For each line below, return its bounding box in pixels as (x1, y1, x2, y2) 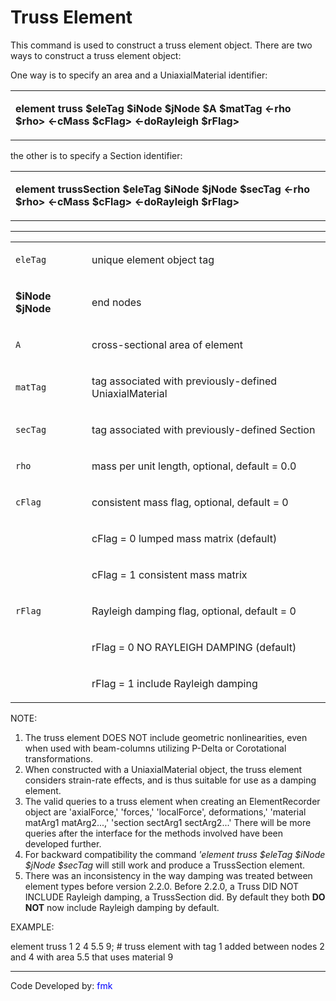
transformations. (24, 752, 94, 765)
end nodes (91, 295, 142, 309)
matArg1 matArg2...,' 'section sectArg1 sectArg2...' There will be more (24, 816, 312, 828)
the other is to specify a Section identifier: (10, 149, 183, 161)
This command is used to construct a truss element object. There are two (10, 39, 313, 51)
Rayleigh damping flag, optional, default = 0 (91, 604, 297, 618)
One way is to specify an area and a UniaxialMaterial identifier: (10, 69, 268, 81)
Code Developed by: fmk (10, 979, 113, 991)
